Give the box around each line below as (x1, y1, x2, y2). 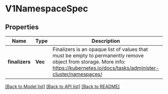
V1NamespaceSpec (5, 3, 88, 14)
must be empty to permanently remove (52, 52, 144, 59)
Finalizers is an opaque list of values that (52, 46, 148, 53)
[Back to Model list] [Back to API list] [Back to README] (5, 84, 120, 90)
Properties (5, 23, 39, 31)
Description (91, 38, 120, 44)
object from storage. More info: (52, 58, 126, 65)
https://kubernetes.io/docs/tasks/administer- (52, 65, 159, 71)
